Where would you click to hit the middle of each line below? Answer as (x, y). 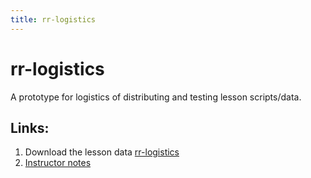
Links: (30, 127)
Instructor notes (58, 163)
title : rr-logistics (53, 19)
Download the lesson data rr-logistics (102, 152)
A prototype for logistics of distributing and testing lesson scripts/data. (156, 97)
